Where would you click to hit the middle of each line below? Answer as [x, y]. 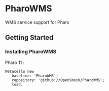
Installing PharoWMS [31, 52]
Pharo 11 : [15, 62]
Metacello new [20, 71]
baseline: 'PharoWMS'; [35, 76]
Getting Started [29, 38]
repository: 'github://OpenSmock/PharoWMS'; [58, 80]
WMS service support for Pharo [37, 22]
